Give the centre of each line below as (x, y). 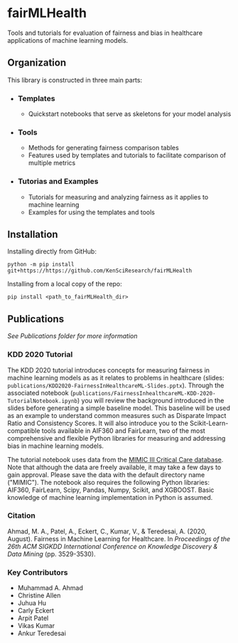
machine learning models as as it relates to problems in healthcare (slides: (116, 377)
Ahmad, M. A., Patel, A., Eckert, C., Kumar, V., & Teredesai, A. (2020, (107, 531)
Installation (33, 235)
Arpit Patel (33, 618)
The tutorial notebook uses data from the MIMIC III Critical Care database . (115, 459)
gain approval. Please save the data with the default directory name (106, 474)
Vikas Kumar (36, 626)
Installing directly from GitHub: (52, 251)
